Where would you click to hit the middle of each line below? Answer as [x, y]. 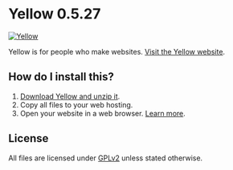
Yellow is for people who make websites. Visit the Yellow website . [117, 51]
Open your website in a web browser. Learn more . [103, 113]
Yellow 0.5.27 [55, 14]
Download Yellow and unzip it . [70, 96]
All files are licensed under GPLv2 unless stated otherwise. [106, 158]
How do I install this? [61, 77]
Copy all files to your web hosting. [76, 104]
